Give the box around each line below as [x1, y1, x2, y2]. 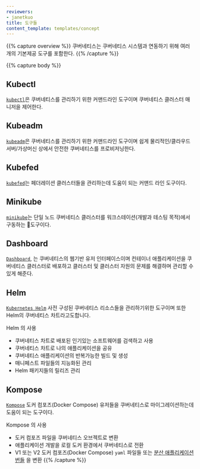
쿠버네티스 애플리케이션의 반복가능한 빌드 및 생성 [14, 352, 128, 359]
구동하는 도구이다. [6, 221, 52, 228]
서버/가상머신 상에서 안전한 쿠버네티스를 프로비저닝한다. [6, 144, 136, 152]
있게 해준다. [6, 270, 34, 277]
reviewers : [6, 8, 33, 15]
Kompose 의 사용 [6, 421, 47, 428]
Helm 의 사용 [6, 325, 37, 332]
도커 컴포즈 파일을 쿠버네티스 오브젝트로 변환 [14, 434, 119, 441]
